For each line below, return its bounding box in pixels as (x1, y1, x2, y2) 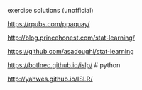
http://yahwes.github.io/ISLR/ (7, 74, 94, 83)
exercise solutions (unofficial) (7, 6, 94, 14)
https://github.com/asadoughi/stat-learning (7, 47, 134, 55)
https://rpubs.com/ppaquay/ (7, 20, 90, 28)
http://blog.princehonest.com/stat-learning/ (7, 33, 135, 42)
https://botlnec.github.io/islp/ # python (7, 61, 121, 69)
